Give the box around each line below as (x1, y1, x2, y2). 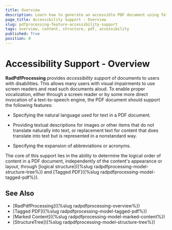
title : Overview (5, 7, 40, 13)
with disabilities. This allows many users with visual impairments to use (5, 80, 155, 86)
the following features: (5, 102, 53, 108)
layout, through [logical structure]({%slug (5, 163, 93, 169)
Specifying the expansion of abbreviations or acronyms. (12, 143, 131, 149)
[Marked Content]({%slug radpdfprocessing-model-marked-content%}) (12, 213, 165, 220)
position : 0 (5, 36, 31, 41)
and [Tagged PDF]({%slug (44, 169, 100, 175)
